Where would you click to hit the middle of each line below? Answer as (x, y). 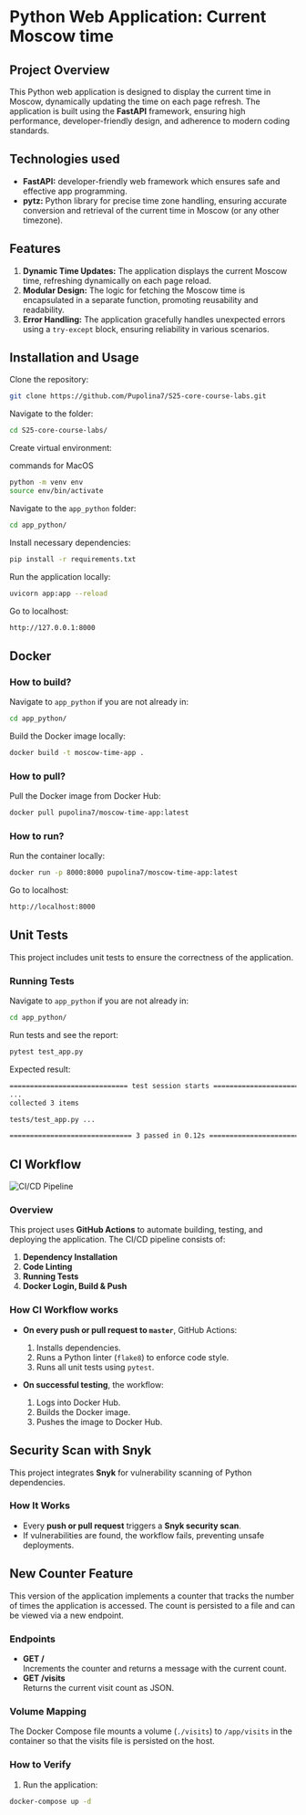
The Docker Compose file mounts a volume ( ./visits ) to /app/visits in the (151, 1731)
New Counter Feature (71, 1574)
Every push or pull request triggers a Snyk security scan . (132, 1526)
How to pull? (38, 776)
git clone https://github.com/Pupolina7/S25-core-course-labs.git (138, 396)
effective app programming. (75, 191)
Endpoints (33, 1639)
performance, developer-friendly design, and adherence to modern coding (150, 121)
